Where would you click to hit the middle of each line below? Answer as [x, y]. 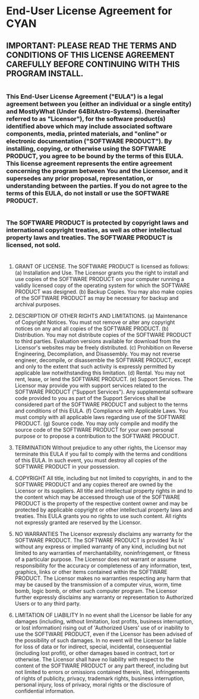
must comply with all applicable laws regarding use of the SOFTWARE [100, 417]
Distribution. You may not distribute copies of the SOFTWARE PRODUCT [103, 335]
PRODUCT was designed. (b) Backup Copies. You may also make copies [104, 292]
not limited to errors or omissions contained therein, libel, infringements [102, 672]
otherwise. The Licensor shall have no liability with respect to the [94, 660]
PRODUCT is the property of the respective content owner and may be [101, 504]
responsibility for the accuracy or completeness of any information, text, [103, 566]
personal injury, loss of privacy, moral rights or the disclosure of [93, 685]
